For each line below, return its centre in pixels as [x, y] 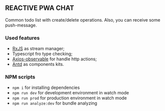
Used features [22, 38]
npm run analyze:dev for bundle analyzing [55, 103]
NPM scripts [20, 77]
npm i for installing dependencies [46, 87]
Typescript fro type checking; [42, 54]
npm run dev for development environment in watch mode [71, 93]
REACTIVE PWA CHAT [40, 8]
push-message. [21, 25]
